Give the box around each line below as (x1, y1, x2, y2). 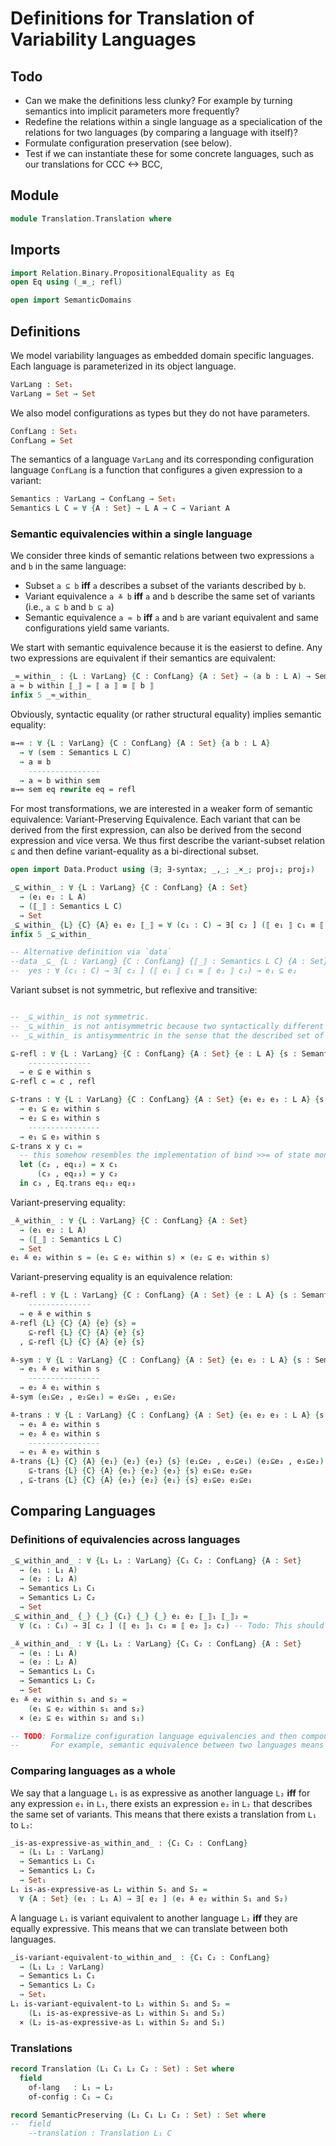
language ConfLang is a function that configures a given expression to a (10, 464, 303, 476)
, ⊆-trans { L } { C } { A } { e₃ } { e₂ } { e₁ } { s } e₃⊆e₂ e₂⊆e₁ (19, 1475, 253, 1486)
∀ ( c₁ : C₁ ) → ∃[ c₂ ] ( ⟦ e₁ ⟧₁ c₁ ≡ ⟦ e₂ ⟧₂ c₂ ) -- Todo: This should (19, 1620, 325, 1631)
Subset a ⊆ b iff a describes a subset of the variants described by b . (24, 580, 307, 592)
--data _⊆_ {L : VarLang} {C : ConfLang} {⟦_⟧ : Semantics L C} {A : (10, 957, 307, 967)
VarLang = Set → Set (10, 388, 97, 399)
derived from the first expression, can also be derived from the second (10, 824, 302, 836)
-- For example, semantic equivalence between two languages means (10, 1740, 325, 1751)
